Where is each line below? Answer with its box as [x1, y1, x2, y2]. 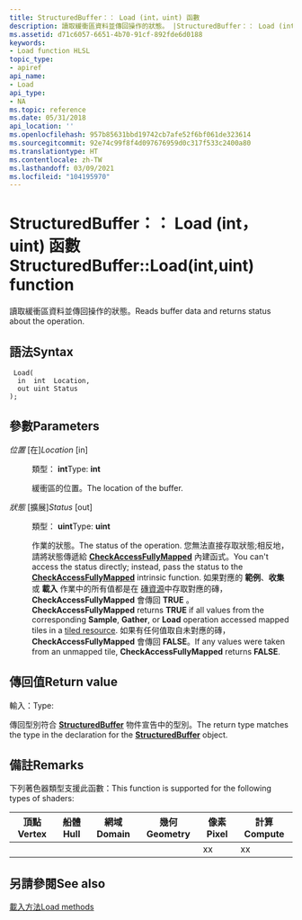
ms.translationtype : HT [9, 147, 99, 156]
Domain [96, 828, 130, 841]
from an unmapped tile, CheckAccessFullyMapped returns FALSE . [31, 646, 281, 657]
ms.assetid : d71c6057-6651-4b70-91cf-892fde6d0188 [9, 30, 203, 39]
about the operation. [9, 316, 85, 326]
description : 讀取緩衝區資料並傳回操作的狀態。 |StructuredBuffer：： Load [9, 22, 275, 31]
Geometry [147, 828, 191, 841]
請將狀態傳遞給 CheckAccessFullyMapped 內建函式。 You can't [31, 550, 270, 562]
